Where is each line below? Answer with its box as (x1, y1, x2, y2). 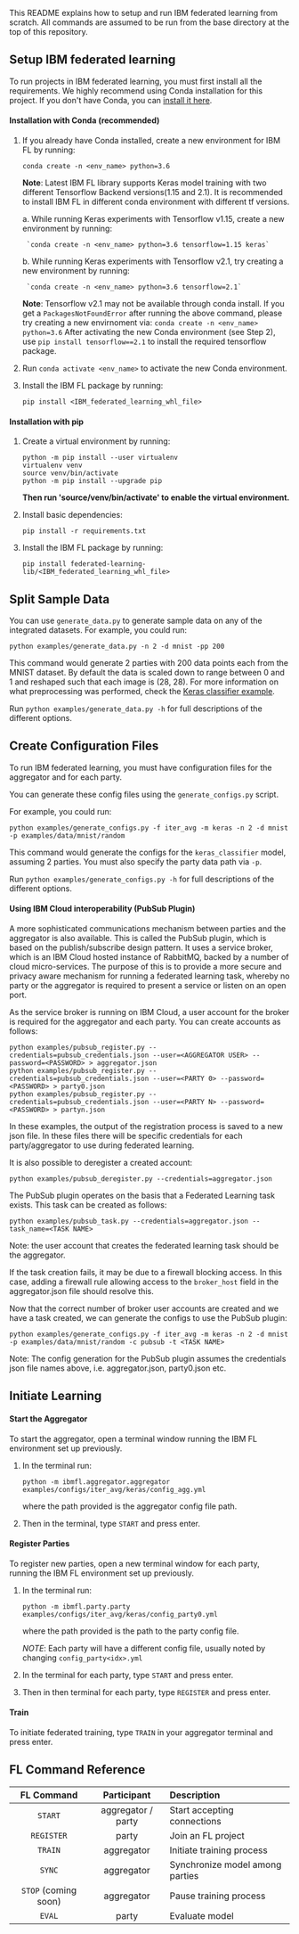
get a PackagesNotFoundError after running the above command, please (21, 307, 283, 319)
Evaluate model (169, 1909, 234, 1922)
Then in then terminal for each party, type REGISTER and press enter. (21, 1686, 271, 1697)
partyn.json (61, 1105, 105, 1115)
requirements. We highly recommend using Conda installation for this (9, 85, 263, 96)
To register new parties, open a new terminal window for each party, (9, 1558, 260, 1569)
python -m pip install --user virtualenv (21, 454, 178, 463)
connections (169, 1815, 222, 1827)
